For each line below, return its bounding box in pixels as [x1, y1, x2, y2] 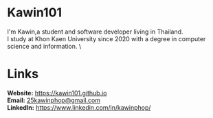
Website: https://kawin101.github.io [7, 88, 107, 97]
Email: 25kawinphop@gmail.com [7, 96, 101, 104]
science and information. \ [7, 42, 82, 50]
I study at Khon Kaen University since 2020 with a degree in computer [7, 34, 206, 43]
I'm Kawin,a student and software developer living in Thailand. [7, 27, 183, 36]
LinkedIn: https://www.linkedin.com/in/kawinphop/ [7, 103, 151, 111]
